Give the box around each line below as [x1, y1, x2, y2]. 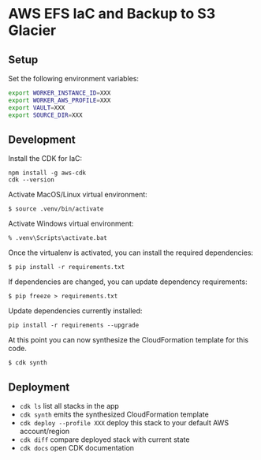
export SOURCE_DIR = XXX [8, 111, 83, 119]
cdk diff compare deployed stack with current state [19, 435, 190, 444]
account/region [19, 427, 70, 436]
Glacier [8, 21, 57, 39]
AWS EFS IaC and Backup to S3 [8, 5, 215, 23]
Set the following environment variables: [8, 74, 140, 83]
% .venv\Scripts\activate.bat [8, 234, 108, 242]
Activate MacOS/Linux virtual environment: [8, 190, 147, 200]
